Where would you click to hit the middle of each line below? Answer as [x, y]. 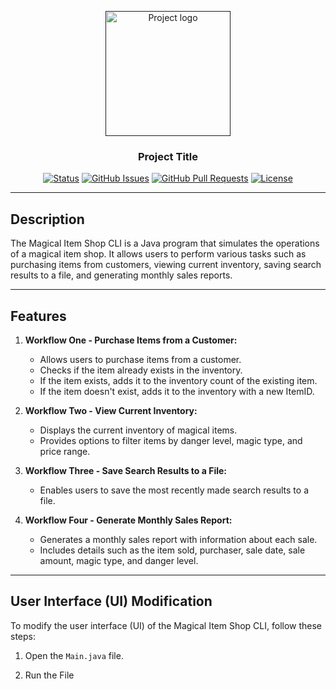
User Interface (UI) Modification [111, 601]
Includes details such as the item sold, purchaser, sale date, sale [172, 550]
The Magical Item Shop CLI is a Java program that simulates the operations [165, 243]
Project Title [168, 156]
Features [38, 316]
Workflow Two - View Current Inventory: [111, 410]
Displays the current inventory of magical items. [138, 430]
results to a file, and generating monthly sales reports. [121, 275]
